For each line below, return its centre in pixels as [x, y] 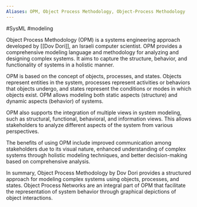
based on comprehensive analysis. [48, 161]
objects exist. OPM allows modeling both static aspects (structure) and [92, 95]
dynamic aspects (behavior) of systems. [55, 101]
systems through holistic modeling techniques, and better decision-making [97, 155]
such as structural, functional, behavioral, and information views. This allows [99, 119]
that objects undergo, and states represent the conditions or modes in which [99, 88]
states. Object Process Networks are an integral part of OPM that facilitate [96, 185]
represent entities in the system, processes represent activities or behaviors [98, 82]
